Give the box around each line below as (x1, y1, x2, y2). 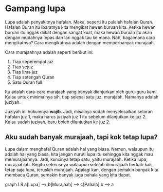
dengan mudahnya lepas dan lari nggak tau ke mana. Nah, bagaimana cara (5, 35, 155, 40)
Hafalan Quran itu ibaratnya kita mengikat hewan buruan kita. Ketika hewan (5, 24, 156, 30)
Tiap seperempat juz (12, 58, 54, 64)
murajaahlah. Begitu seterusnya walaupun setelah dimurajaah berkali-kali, (5, 161, 153, 167)
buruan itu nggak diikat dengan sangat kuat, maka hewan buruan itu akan (5, 29, 152, 35)
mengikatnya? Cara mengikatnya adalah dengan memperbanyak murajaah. (5, 39, 155, 45)
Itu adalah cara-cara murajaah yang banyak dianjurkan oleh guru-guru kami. (5, 89, 158, 95)
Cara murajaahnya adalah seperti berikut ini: (5, 49, 94, 55)
